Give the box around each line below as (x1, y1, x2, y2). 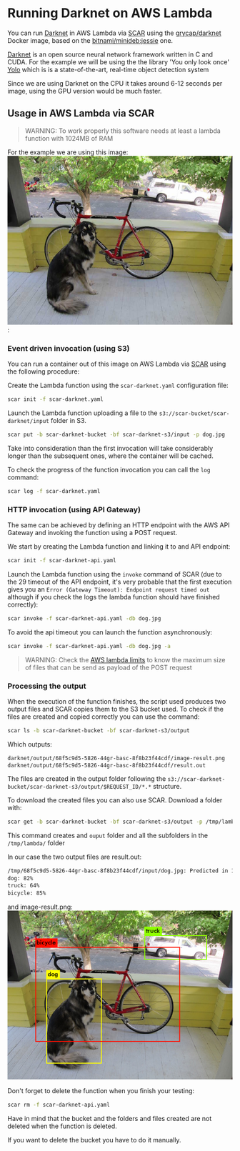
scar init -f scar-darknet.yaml (7, 396, 104, 403)
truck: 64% (7, 882, 40, 890)
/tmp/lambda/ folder (7, 838, 66, 847)
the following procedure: (7, 367, 80, 376)
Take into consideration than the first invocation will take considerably (7, 444, 214, 452)
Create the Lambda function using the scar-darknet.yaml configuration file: (7, 381, 229, 390)
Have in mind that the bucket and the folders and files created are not (7, 1115, 212, 1123)
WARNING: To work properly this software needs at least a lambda (24, 126, 221, 135)
